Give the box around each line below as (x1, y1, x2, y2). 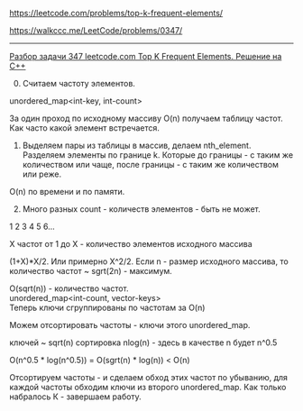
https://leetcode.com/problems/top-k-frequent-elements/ (9, 8, 224, 18)
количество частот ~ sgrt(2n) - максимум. (9, 266, 173, 276)
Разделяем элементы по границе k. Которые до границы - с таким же (22, 150, 294, 160)
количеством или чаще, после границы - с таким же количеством (22, 160, 280, 169)
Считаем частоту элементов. (22, 78, 135, 88)
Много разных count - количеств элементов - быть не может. (22, 204, 262, 215)
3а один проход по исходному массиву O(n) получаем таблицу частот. (9, 113, 284, 123)
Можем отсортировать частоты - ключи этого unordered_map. (9, 320, 251, 330)
